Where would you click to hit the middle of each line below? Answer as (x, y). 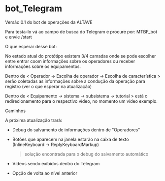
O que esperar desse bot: (31, 46)
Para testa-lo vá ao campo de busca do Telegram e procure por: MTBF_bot (81, 31)
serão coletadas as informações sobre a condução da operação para (75, 81)
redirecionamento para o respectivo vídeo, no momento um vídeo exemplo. (81, 101)
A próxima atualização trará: (34, 120)
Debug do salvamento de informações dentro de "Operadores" (76, 130)
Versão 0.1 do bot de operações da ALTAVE (49, 22)
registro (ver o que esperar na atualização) (49, 86)
